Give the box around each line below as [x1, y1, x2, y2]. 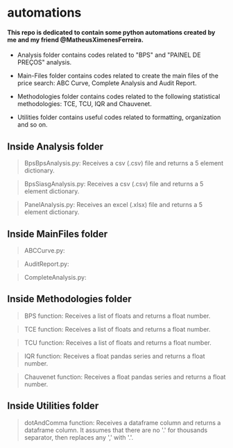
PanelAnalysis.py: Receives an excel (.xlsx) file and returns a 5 [24, 201, 203, 209]
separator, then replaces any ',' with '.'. [24, 433, 134, 441]
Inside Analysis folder [7, 141, 104, 152]
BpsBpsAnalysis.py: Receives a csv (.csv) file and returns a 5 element [24, 159, 224, 168]
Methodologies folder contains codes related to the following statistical [17, 92, 221, 101]
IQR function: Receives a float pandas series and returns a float [24, 352, 206, 360]
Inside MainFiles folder [7, 228, 108, 240]
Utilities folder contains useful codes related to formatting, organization [17, 113, 221, 122]
